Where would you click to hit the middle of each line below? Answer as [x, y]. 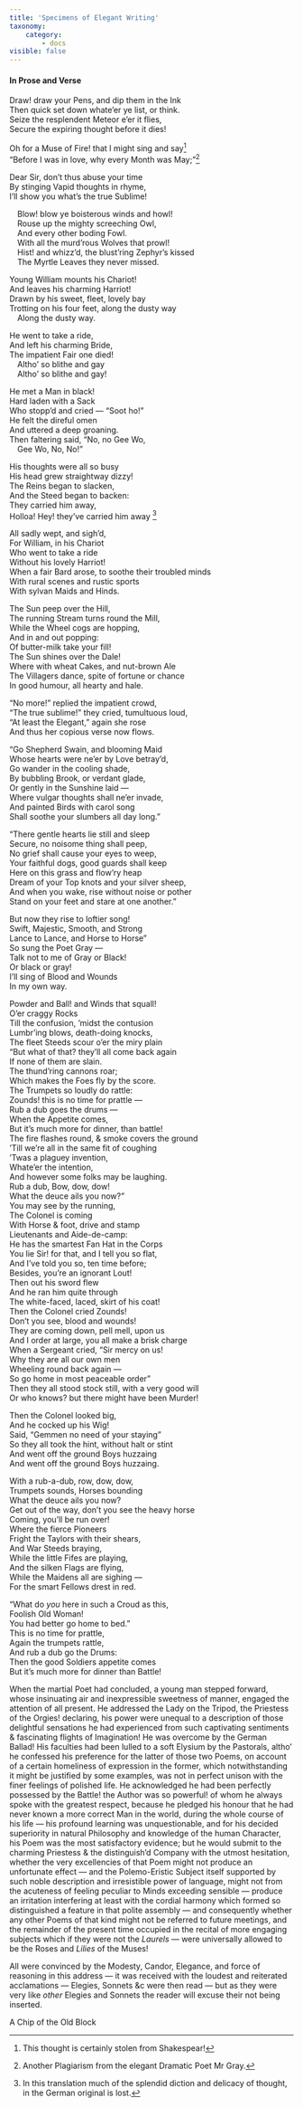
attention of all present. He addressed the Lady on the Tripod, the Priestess [149, 1708]
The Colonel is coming [51, 1215]
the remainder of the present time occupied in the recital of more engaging [148, 1930]
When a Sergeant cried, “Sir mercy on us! [87, 1350]
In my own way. [38, 986]
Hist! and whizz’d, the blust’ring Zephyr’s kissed [106, 252]
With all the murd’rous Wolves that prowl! [93, 242]
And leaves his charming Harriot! [70, 289]
